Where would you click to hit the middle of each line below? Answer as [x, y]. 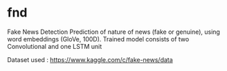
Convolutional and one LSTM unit [55, 46]
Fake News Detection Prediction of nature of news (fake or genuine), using [113, 32]
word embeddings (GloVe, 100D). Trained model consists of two [98, 39]
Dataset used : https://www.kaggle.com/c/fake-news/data [90, 59]
